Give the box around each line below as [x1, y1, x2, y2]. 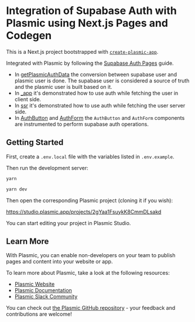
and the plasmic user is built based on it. [14, 83, 112, 90]
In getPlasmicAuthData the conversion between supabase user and [14, 71, 177, 78]
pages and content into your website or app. [6, 258, 113, 265]
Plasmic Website [14, 281, 55, 288]
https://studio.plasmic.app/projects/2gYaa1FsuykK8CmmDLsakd [6, 208, 162, 215]
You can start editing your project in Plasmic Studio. [6, 219, 131, 226]
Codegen [6, 29, 52, 42]
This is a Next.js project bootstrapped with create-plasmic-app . [6, 48, 159, 55]
